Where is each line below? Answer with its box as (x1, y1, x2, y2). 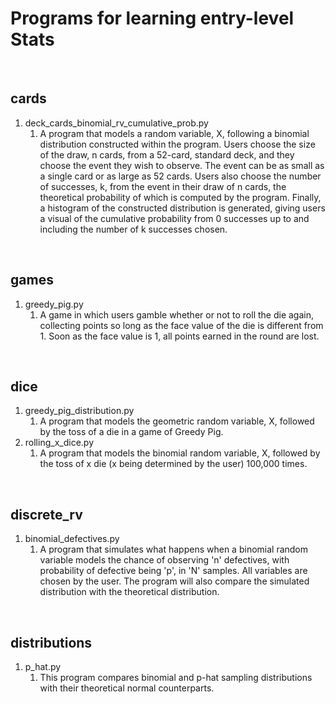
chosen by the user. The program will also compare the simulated (39, 575, 310, 587)
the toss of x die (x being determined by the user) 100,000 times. (39, 458, 308, 470)
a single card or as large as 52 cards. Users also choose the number (39, 170, 322, 182)
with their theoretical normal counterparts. (39, 682, 215, 694)
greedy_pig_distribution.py (24, 405, 135, 417)
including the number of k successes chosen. (39, 223, 228, 235)
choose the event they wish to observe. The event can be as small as (39, 159, 325, 171)
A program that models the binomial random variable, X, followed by (39, 447, 321, 459)
